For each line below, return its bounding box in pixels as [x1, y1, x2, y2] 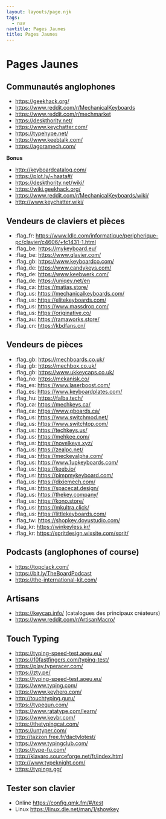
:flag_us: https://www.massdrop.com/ [14, 302, 109, 310]
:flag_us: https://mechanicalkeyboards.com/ [14, 290, 125, 297]
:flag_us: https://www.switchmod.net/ [14, 413, 109, 421]
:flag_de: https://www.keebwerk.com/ [14, 270, 109, 277]
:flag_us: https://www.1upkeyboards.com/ [14, 459, 118, 466]
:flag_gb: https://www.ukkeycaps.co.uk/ [14, 368, 115, 376]
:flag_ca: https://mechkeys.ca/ [14, 400, 91, 408]
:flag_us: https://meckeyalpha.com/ [14, 452, 103, 459]
